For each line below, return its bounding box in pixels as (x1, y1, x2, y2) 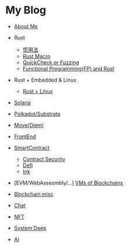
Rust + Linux (22, 88, 53, 95)
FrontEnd (13, 132, 36, 140)
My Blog (5, 4, 46, 17)
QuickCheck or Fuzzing (22, 59, 79, 66)
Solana (13, 99, 31, 106)
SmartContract (13, 144, 50, 151)
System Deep (13, 224, 47, 231)
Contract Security (22, 155, 65, 162)
